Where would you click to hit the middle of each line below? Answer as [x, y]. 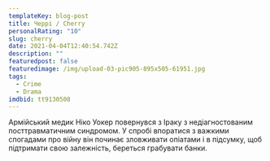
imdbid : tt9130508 [39, 99]
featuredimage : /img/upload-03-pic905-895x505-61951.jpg [107, 69]
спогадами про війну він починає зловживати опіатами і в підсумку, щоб [135, 140]
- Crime [29, 84]
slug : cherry [30, 39]
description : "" [36, 54]
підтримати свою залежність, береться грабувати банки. [108, 148]
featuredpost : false [44, 62]
